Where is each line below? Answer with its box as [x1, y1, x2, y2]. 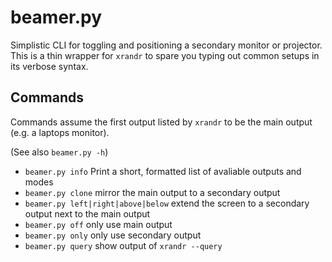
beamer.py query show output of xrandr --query [24, 239, 223, 251]
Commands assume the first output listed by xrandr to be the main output [10, 116, 313, 128]
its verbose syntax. [10, 60, 89, 72]
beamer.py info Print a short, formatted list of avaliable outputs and [24, 165, 302, 177]
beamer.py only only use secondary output [24, 229, 202, 241]
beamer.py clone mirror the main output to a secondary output [24, 186, 281, 198]
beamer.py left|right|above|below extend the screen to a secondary [24, 197, 310, 209]
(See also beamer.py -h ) [10, 146, 109, 158]
